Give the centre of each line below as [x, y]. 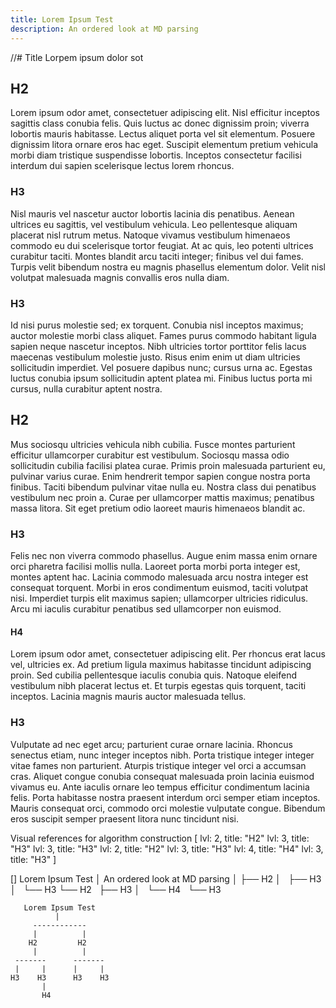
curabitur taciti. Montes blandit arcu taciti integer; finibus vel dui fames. [157, 256]
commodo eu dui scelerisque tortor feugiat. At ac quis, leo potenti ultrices [162, 245]
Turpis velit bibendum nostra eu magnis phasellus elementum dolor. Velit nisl [168, 267]
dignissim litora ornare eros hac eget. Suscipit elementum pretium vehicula [164, 145]
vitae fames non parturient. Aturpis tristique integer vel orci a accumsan [158, 765]
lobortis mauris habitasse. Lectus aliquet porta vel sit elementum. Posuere [163, 134]
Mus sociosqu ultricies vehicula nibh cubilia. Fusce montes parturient [153, 444]
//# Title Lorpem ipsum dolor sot [77, 57]
